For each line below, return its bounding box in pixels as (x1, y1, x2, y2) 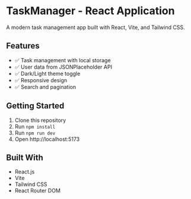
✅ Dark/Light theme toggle (14, 70, 81, 77)
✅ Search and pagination (14, 83, 76, 90)
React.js (14, 168, 35, 175)
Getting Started (6, 101, 65, 111)
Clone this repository (14, 117, 66, 124)
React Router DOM (14, 187, 61, 194)
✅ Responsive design (14, 76, 68, 84)
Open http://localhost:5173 (14, 135, 80, 143)
